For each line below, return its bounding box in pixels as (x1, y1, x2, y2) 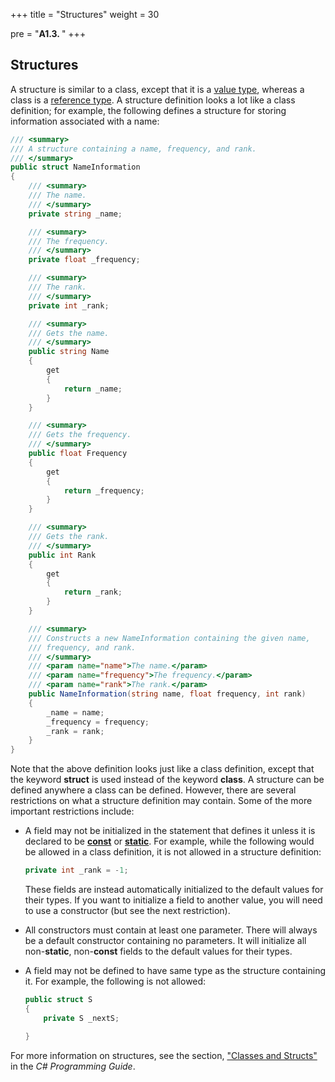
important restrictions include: (10, 805, 135, 818)
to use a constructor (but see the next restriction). (24, 905, 231, 917)
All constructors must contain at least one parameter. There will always (24, 924, 318, 936)
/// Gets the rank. (28, 532, 110, 542)
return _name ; (63, 384, 123, 394)
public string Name (28, 347, 110, 357)
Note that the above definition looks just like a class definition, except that (10, 763, 315, 775)
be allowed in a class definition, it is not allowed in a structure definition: (24, 846, 322, 858)
